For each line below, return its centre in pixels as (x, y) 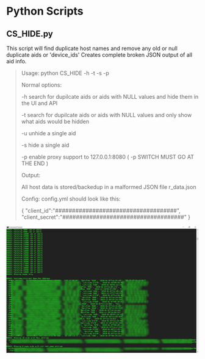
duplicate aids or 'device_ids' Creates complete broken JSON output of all (99, 55)
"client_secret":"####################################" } (106, 217)
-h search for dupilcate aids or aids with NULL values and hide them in (110, 97)
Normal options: (41, 85)
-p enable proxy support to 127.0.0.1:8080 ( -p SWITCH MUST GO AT (107, 157)
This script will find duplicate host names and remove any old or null (92, 48)
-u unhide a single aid (49, 133)
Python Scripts (45, 11)
